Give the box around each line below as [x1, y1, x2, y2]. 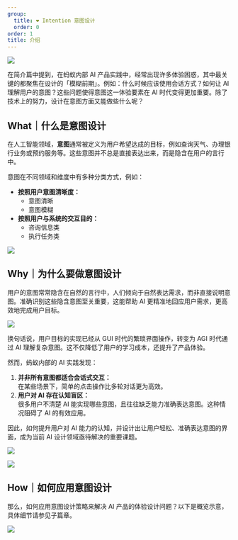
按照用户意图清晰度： [17, 187, 80, 196]
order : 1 [7, 30, 33, 38]
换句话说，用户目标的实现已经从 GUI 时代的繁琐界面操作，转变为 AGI [7, 334, 208, 342]
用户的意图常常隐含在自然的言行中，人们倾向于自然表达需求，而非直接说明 [7, 288, 225, 296]
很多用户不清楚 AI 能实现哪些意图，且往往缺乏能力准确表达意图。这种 [17, 400, 220, 408]
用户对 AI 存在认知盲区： [17, 390, 90, 399]
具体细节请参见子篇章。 [7, 511, 76, 519]
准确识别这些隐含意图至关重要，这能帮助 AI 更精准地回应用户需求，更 [19, 297, 222, 305]
